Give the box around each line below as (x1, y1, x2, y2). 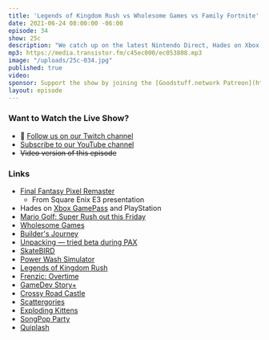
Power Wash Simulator (19, 254, 95, 264)
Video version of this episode (19, 148, 118, 157)
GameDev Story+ (19, 280, 78, 289)
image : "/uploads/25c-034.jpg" (8, 57, 113, 65)
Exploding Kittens (19, 306, 78, 315)
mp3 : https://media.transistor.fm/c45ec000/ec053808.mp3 (8, 49, 203, 57)
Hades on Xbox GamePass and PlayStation (19, 203, 162, 212)
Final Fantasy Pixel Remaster (19, 186, 115, 196)
